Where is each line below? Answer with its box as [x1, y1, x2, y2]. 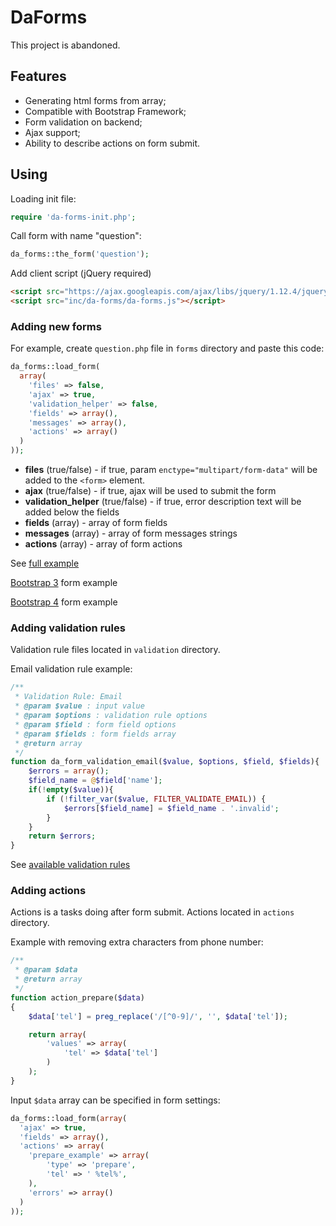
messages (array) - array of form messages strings [24, 527, 238, 540]
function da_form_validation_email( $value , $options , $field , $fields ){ [10, 757, 320, 767]
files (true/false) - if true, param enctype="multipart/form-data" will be [24, 464, 318, 476]
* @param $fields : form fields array [14, 729, 177, 739]
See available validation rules [10, 859, 131, 871]
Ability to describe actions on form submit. [24, 137, 201, 149]
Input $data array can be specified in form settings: [10, 1094, 221, 1106]
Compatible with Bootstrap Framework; [24, 105, 187, 117]
